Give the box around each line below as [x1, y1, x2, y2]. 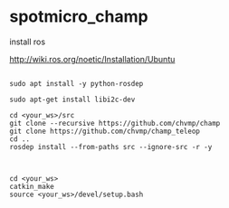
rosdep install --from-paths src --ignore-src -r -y [9, 142, 213, 151]
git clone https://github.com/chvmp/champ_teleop [9, 127, 201, 136]
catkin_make [9, 182, 54, 191]
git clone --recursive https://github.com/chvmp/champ [9, 118, 221, 128]
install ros [9, 36, 46, 47]
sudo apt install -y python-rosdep [9, 79, 144, 88]
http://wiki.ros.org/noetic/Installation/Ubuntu [9, 53, 176, 64]
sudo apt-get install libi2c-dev [9, 95, 136, 104]
